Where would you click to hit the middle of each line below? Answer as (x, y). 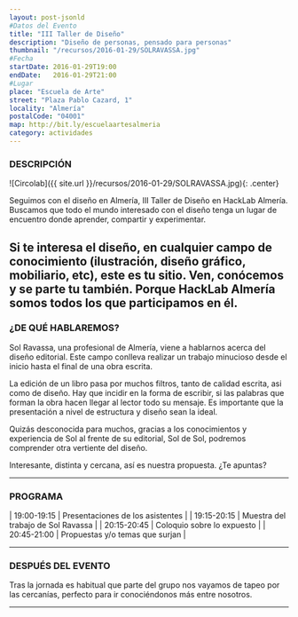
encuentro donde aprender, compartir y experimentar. (108, 219)
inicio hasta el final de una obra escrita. (81, 366)
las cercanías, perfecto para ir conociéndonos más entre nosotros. (131, 595)
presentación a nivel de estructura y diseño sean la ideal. (114, 411)
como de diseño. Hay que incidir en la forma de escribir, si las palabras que (147, 392)
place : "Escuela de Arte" (57, 91)
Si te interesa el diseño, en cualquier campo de (141, 247)
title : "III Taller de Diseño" (67, 34)
